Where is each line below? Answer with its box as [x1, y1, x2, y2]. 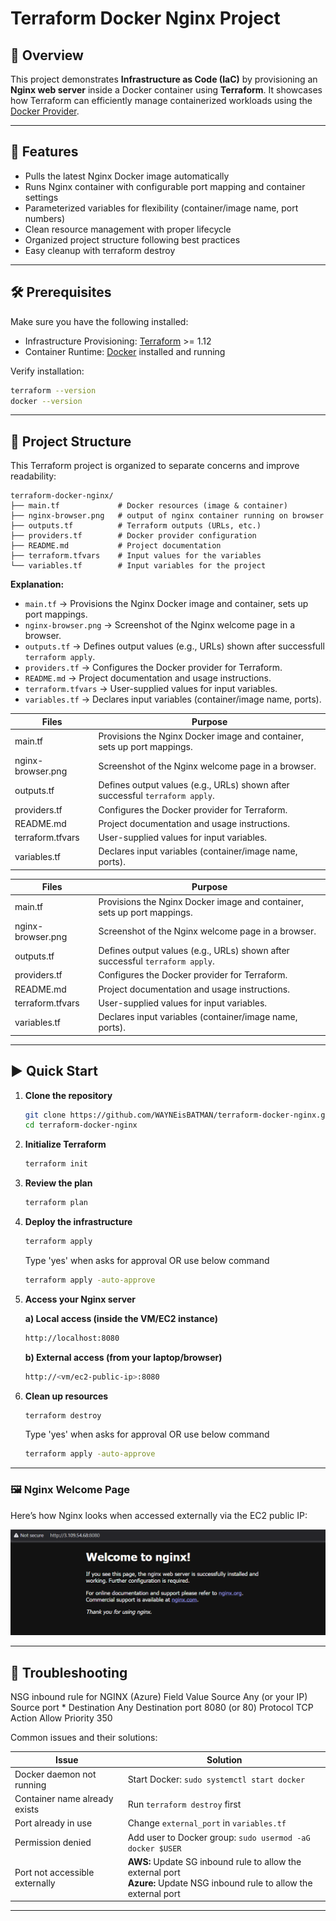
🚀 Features [10, 143, 79, 161]
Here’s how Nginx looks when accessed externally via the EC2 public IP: [10, 1509, 308, 1521]
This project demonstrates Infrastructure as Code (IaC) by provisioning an [10, 73, 318, 85]
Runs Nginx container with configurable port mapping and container [24, 180, 306, 192]
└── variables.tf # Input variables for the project [10, 561, 267, 571]
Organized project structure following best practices [24, 233, 241, 246]
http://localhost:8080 [24, 1333, 120, 1343]
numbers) [24, 212, 66, 224]
